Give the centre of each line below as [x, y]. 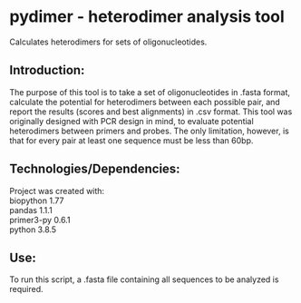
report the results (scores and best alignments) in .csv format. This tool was [151, 112]
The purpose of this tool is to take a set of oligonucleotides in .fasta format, [150, 92]
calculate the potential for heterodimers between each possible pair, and [145, 102]
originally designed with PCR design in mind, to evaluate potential [131, 121]
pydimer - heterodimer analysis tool [147, 17]
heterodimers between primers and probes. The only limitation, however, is [150, 131]
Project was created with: [57, 191]
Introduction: [47, 70]
